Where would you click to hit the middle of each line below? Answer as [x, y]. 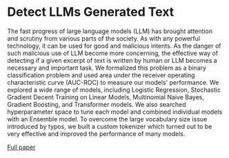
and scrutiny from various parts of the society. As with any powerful [104, 38]
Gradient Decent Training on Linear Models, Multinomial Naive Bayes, [106, 97]
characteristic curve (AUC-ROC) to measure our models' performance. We [113, 82]
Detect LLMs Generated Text [91, 12]
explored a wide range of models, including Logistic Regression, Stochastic [114, 90]
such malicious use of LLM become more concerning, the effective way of [113, 53]
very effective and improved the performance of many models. [96, 134]
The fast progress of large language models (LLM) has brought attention [110, 31]
